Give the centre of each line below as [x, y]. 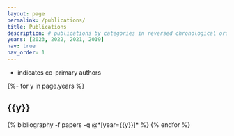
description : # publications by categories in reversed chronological [112, 33]
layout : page [26, 14]
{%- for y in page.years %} [46, 86]
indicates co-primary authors [59, 72]
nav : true [22, 46]
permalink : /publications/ [46, 20]
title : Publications [37, 27]
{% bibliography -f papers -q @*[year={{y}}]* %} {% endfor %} [99, 124]
